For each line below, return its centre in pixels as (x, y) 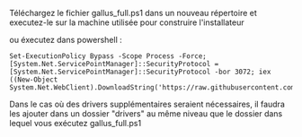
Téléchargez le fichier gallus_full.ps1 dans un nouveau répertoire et (133, 13)
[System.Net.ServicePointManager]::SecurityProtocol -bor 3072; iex (140, 72)
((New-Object (34, 80)
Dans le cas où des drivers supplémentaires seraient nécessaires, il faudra (147, 104)
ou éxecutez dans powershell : (66, 40)
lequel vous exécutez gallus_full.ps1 (75, 123)
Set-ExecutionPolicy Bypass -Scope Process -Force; (108, 56)
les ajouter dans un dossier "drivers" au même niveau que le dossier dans (146, 114)
